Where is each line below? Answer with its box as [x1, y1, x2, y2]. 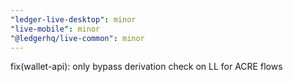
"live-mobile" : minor [10, 24, 101, 34]
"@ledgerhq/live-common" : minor [10, 33, 145, 43]
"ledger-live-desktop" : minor [10, 14, 137, 25]
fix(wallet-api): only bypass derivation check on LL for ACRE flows [10, 61, 283, 73]
